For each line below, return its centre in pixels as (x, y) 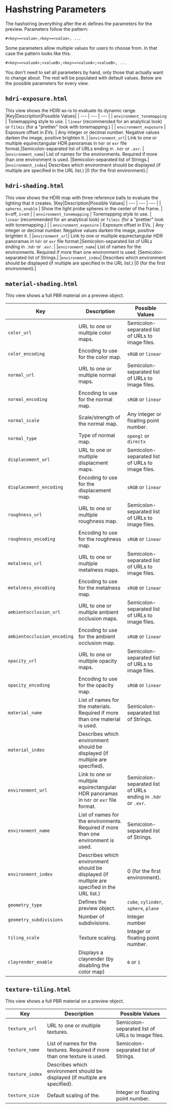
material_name (25, 713)
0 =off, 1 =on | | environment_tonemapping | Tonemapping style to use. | (79, 214)
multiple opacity (98, 661)
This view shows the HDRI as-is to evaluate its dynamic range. (71, 110)
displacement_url (29, 460)
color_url (20, 333)
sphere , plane (143, 909)
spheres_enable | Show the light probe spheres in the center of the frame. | (84, 208)
